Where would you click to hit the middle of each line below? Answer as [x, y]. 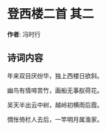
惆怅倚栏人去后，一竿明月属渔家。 [55, 119]
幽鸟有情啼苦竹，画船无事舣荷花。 [55, 90]
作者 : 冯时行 [24, 34]
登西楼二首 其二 [51, 14]
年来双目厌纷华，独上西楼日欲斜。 [55, 75]
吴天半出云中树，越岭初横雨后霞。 [55, 105]
